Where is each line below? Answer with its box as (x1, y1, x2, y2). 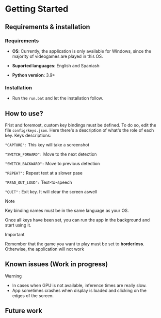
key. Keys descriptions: (5, 132, 51, 138)
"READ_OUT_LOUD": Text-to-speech (5, 179, 72, 185)
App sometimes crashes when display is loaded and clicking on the (12, 287, 147, 293)
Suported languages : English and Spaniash (12, 63, 99, 68)
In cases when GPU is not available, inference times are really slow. (12, 282, 147, 288)
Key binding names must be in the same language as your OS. (5, 207, 129, 213)
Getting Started (5, 3, 69, 15)
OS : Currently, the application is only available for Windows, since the (12, 48, 151, 54)
